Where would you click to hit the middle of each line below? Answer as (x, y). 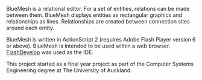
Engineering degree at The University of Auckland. (69, 70)
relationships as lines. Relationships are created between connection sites (98, 21)
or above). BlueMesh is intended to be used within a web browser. (88, 46)
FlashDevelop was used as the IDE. (50, 52)
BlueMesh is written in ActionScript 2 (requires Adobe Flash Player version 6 (101, 39)
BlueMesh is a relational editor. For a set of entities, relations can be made (98, 9)
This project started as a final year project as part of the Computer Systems (100, 64)
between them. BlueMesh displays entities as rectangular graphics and (94, 15)
